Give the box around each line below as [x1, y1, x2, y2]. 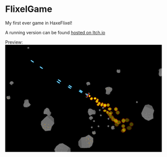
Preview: [5, 39, 23, 45]
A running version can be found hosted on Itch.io [5, 29, 105, 35]
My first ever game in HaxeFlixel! [5, 20, 73, 26]
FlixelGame [5, 3, 53, 15]
